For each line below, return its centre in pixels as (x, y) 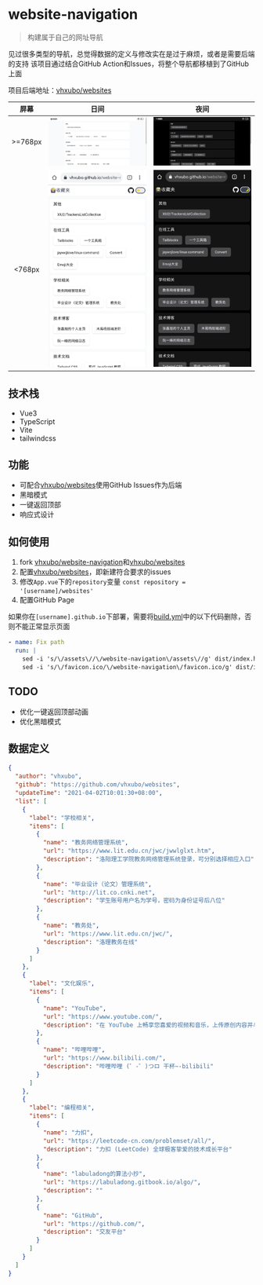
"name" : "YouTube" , (75, 1008)
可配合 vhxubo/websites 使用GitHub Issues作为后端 (101, 485)
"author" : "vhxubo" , (49, 776)
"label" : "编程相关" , (62, 1108)
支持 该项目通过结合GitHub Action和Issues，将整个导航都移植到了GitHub (131, 64)
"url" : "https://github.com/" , (94, 1224)
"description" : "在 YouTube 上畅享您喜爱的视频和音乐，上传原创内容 (145, 1025)
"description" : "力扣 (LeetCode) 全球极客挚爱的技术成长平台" (137, 1149)
